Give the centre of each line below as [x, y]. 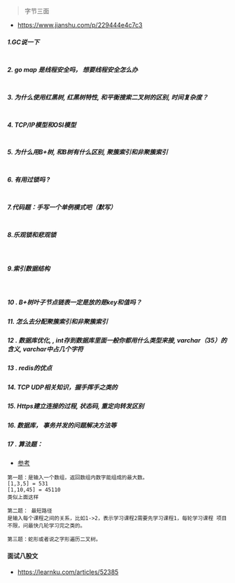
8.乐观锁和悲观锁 [32, 235]
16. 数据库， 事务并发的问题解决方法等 [62, 425]
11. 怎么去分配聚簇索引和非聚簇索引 [58, 321]
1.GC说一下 [23, 42]
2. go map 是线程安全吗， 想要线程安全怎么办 [73, 69]
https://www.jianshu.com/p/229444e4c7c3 [80, 25]
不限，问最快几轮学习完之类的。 [47, 526]
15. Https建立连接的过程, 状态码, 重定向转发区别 [76, 406]
